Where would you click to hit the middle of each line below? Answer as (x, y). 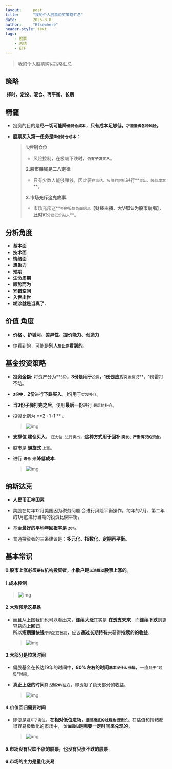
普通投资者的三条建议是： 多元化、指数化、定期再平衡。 (71, 539)
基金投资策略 (26, 363)
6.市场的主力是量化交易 (30, 762)
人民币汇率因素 (28, 499)
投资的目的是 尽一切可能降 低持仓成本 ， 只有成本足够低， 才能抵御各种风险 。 (87, 126)
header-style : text (26, 29)
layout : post (24, 10)
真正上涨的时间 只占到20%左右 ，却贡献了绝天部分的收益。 (71, 685)
